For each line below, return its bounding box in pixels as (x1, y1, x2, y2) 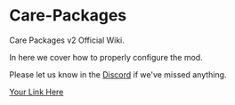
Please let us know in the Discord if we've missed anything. (9, 69, 227, 80)
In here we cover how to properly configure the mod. (9, 52, 203, 62)
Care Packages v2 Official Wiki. (9, 35, 125, 45)
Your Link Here (9, 86, 64, 97)
